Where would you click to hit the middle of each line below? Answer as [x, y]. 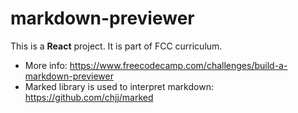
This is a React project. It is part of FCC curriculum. [116, 46]
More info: [46, 65]
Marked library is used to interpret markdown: [119, 86]
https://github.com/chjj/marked [89, 97]
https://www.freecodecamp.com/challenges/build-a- [178, 65]
